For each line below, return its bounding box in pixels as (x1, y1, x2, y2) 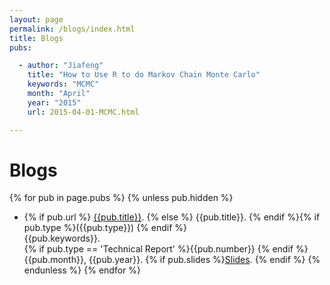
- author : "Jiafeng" (18, 61, 104, 71)
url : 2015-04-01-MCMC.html (27, 107, 140, 117)
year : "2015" (27, 97, 82, 108)
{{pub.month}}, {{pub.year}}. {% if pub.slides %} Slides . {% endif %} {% (23, 254, 321, 266)
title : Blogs (9, 33, 64, 43)
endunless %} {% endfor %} (23, 264, 142, 276)
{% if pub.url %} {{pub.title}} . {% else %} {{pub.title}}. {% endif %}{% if (23, 211, 321, 223)
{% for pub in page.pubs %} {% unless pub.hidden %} (9, 192, 234, 204)
